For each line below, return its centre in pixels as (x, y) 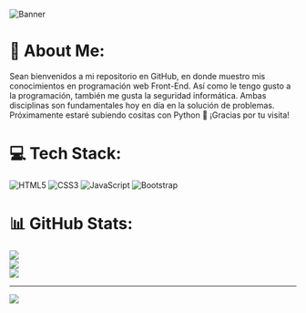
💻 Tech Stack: (66, 154)
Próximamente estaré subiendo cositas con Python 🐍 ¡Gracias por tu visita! (149, 115)
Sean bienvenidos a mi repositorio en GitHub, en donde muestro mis (138, 76)
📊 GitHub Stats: (71, 224)
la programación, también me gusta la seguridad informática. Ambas (138, 95)
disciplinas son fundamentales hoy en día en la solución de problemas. (142, 105)
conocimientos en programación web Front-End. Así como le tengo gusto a (150, 86)
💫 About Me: (57, 51)
